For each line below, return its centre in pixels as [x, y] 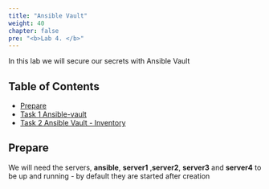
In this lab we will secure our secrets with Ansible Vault [99, 61]
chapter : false [34, 31]
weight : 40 [26, 23]
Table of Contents [54, 86]
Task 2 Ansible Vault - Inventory [73, 123]
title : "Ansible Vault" [48, 16]
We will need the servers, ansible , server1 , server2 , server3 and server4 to [135, 167]
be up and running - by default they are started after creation [109, 176]
